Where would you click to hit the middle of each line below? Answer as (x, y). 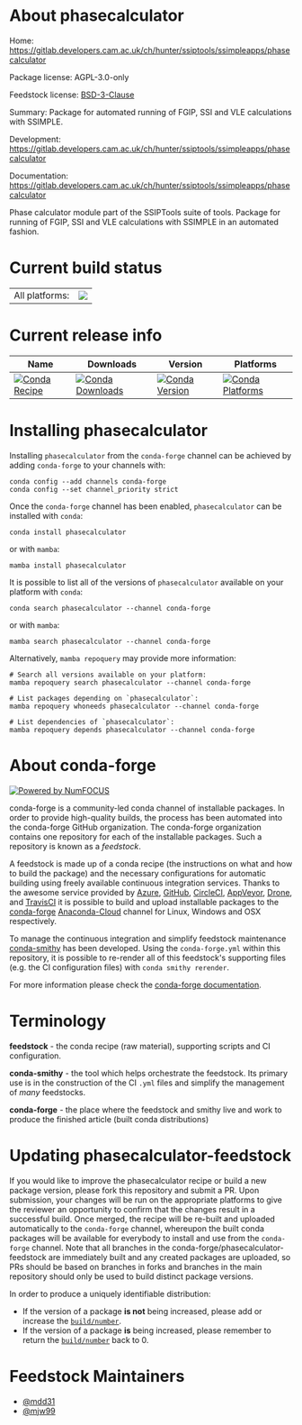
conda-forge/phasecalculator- (228, 1248)
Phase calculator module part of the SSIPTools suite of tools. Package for (145, 212)
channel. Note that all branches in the (101, 1248)
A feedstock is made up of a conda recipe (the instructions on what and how (151, 863)
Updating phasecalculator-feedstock (151, 1155)
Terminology (58, 1021)
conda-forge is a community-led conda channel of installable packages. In (147, 808)
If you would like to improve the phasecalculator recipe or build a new (138, 1180)
